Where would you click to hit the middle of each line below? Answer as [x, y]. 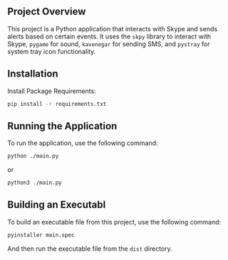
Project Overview [47, 12]
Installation [33, 74]
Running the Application [62, 126]
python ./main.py [33, 156]
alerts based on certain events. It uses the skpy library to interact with [109, 36]
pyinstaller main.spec [41, 235]
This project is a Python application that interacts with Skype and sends [113, 28]
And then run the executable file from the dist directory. [90, 249]
